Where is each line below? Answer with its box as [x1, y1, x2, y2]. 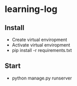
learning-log [4, 3, 58, 15]
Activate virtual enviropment [11, 42, 70, 48]
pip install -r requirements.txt [11, 47, 72, 53]
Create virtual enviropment [11, 36, 67, 42]
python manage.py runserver [11, 75, 72, 81]
